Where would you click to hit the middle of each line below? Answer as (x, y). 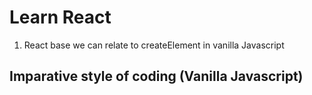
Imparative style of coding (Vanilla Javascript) (156, 76)
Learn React (60, 17)
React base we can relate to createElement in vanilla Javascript (154, 45)
